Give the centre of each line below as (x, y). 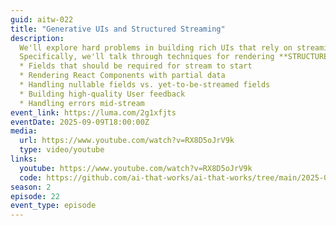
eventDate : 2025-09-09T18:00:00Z (80, 122)
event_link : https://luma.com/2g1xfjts (93, 112)
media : (24, 131)
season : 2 (31, 187)
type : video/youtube (62, 150)
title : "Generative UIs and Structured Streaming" (118, 29)
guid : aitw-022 (42, 19)
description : (37, 38)
